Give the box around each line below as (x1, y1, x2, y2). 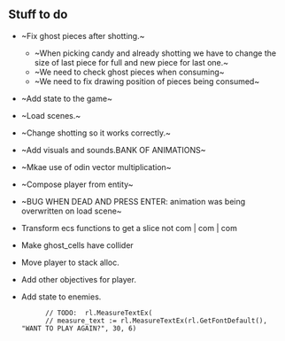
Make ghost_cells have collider (20, 239, 134, 251)
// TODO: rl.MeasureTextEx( (44, 308, 153, 317)
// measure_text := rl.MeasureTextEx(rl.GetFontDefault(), (44, 316, 267, 325)
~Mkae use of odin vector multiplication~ (20, 161, 172, 172)
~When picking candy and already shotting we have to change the (34, 48, 276, 58)
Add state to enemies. (20, 291, 102, 302)
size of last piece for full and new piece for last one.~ (34, 57, 229, 67)
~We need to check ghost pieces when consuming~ (34, 66, 225, 77)
